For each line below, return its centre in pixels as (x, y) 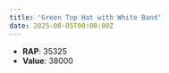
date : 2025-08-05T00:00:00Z (62, 26)
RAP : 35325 (44, 51)
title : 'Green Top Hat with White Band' (86, 17)
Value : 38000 (48, 61)
